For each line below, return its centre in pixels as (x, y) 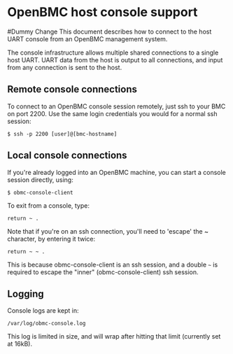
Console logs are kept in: (43, 311)
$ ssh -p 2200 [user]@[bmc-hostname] (62, 134)
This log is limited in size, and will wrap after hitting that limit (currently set (114, 337)
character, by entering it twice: (51, 239)
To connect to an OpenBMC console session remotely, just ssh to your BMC (116, 106)
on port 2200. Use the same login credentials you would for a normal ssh (112, 113)
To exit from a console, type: (48, 205)
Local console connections (67, 156)
